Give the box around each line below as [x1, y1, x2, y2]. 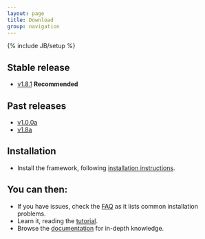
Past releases [7, 100, 67, 112]
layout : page [7, 10, 45, 17]
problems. [17, 209, 46, 218]
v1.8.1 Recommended [17, 80, 78, 88]
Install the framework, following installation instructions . [17, 163, 175, 172]
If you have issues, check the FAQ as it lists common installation [17, 202, 198, 210]
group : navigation [7, 23, 60, 30]
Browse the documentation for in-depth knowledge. [17, 224, 164, 232]
